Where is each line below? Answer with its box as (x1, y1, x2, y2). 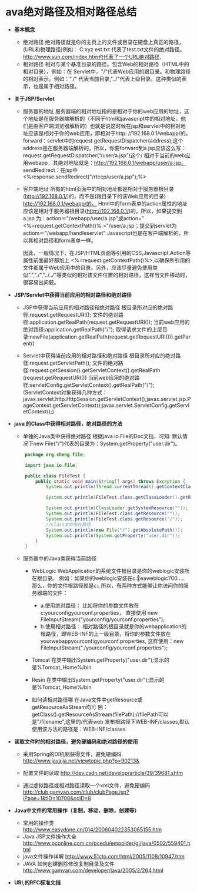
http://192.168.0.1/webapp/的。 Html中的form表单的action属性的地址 (22, 200, 188, 207)
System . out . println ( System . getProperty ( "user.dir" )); (45, 532, 181, 539)
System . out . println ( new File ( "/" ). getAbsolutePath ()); (45, 527, 183, 533)
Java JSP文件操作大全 (22, 833, 77, 840)
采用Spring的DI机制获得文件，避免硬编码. (22, 751, 123, 758)
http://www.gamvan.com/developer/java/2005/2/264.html (22, 867, 164, 874)
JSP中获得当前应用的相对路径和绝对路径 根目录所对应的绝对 (22, 304, 168, 311)
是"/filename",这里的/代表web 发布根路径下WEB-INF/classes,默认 (31, 718, 190, 725)
